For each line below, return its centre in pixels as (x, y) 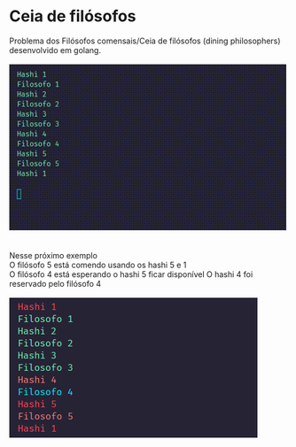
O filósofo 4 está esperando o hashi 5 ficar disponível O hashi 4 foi (131, 274)
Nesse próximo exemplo (53, 255)
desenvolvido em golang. (55, 50)
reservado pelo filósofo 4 (55, 283)
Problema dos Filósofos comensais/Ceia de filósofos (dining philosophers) (145, 41)
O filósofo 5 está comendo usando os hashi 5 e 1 (98, 265)
